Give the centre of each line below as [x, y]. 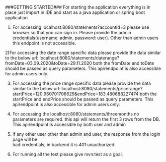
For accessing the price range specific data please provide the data [82, 83]
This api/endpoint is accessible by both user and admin [69, 124]
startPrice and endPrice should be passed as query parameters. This [83, 99]
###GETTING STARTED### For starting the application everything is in [78, 7]
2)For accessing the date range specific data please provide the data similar [83, 53]
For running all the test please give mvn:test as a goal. [68, 154]
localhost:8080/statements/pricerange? [102, 88]
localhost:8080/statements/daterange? [79, 58]
